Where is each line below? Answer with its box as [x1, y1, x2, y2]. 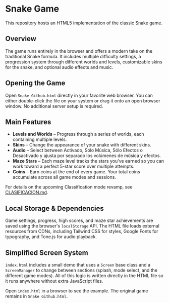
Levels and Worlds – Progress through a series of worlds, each [12, 131, 145, 137]
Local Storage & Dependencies [5, 204, 104, 213]
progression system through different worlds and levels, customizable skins [5, 59, 162, 65]
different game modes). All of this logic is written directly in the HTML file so [5, 273, 164, 279]
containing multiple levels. [12, 136, 67, 142]
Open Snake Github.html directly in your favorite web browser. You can [5, 92, 153, 98]
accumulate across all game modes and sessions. [12, 174, 116, 180]
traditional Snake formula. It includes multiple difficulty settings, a [5, 53, 141, 59]
